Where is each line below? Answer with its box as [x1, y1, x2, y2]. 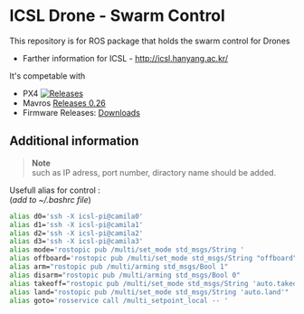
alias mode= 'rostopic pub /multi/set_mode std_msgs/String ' [9, 245, 245, 254]
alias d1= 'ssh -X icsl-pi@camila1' [9, 220, 144, 229]
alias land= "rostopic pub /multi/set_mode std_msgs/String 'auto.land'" [9, 287, 290, 297]
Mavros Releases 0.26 [22, 97, 106, 109]
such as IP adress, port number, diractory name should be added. [31, 167, 277, 177]
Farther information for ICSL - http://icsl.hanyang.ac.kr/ [22, 52, 229, 63]
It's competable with [9, 70, 86, 81]
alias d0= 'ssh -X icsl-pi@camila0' [9, 212, 144, 221]
